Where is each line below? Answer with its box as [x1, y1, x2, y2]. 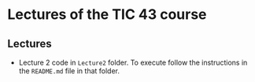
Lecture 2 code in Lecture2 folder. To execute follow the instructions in [18, 58, 248, 67]
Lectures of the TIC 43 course [7, 6, 207, 24]
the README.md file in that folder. [18, 66, 120, 76]
